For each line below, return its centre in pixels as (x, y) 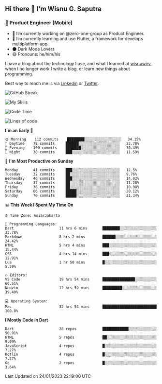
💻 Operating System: (27, 301)
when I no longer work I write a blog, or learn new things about (67, 69)
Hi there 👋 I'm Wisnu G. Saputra (53, 9)
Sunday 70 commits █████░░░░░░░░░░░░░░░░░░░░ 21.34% (72, 195)
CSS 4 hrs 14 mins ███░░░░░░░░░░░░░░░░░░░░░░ (81, 254)
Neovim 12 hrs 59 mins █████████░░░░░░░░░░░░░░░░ (81, 288)
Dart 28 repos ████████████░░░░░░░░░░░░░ (81, 329)
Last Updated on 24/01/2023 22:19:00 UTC (48, 376)
